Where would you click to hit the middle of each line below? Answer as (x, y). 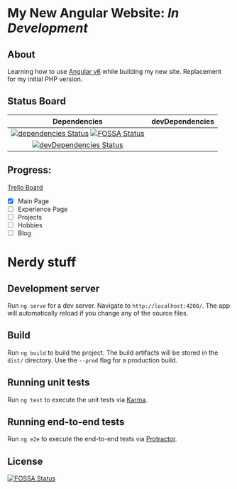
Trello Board (25, 187)
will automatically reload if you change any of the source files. (98, 313)
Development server (54, 288)
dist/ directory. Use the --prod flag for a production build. (92, 360)
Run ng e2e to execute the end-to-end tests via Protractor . (92, 439)
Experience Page (43, 209)
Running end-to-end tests (66, 422)
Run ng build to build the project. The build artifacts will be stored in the (113, 353)
